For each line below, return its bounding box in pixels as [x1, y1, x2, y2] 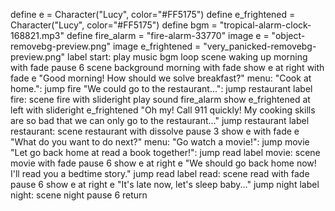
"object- [271, 30, 306, 41]
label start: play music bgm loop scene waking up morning [67, 51, 308, 63]
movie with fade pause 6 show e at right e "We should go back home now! [10, 157, 317, 169]
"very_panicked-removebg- [203, 40, 317, 52]
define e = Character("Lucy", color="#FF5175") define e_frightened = [10, 9, 296, 20]
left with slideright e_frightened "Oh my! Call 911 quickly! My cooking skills [10, 104, 316, 116]
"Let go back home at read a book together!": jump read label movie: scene [10, 147, 321, 158]
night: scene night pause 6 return [10, 189, 148, 201]
